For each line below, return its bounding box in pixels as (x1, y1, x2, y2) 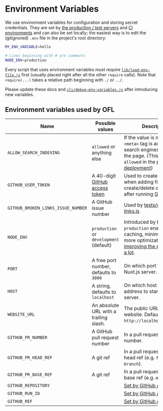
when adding (123, 179, 154, 185)
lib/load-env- (121, 67, 150, 72)
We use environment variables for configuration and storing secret (5, 19, 138, 25)
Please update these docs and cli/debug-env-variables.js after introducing (5, 86, 158, 92)
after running (123, 191, 154, 197)
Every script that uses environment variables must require (5, 67, 121, 72)
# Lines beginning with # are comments (5, 53, 86, 58)
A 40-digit (91, 173, 116, 179)
